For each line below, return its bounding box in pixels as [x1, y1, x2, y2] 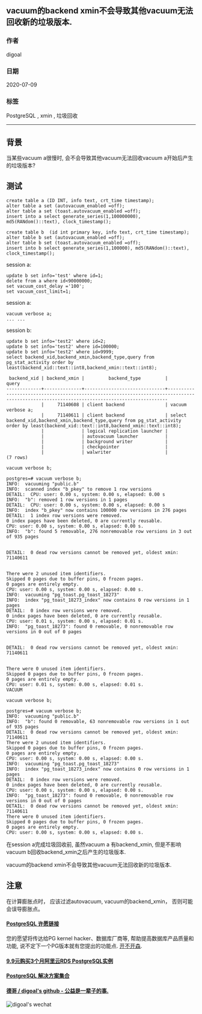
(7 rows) [6, 454, 28, 461]
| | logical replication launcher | [41, 428, 168, 434]
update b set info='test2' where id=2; [6, 338, 106, 344]
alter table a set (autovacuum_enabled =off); [6, 203, 125, 209]
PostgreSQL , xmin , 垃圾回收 [6, 112, 78, 120]
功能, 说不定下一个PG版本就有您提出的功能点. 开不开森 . [6, 942, 142, 949]
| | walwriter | [41, 449, 168, 455]
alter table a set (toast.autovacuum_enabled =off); [6, 208, 141, 214]
